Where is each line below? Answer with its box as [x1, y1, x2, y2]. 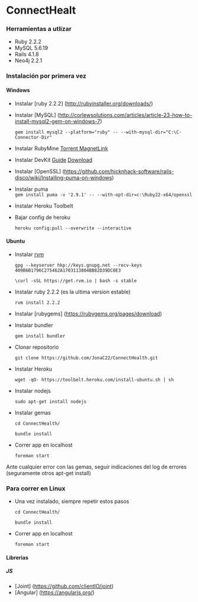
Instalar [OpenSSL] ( [14, 167, 65, 175]
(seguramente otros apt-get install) [6, 469, 92, 476]
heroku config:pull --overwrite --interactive [14, 225, 132, 231]
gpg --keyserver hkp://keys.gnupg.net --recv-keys [14, 262, 142, 268]
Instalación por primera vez [6, 72, 87, 80]
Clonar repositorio [14, 343, 59, 351]
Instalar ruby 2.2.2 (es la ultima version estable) [14, 288, 131, 295]
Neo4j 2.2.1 [14, 57, 43, 64]
